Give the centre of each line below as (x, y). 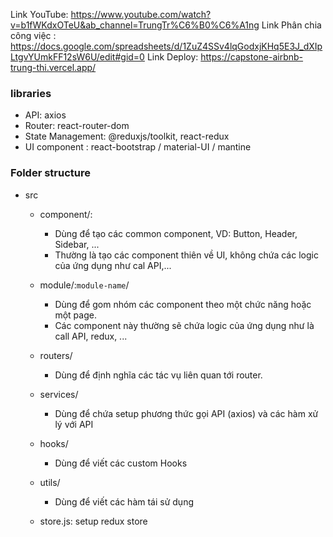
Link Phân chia (291, 25)
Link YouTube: (39, 14)
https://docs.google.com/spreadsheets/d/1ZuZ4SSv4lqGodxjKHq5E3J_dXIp (166, 46)
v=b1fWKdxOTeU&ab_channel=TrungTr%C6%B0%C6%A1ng (135, 25)
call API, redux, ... (91, 336)
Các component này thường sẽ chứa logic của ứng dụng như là (184, 325)
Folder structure (50, 173)
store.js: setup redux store (93, 521)
